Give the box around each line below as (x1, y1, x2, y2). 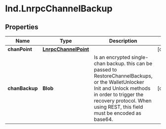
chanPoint (7, 46, 32, 53)
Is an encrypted (93, 54, 130, 61)
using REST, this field (93, 104, 143, 110)
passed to (93, 66, 117, 73)
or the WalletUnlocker (93, 79, 144, 85)
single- (131, 54, 149, 61)
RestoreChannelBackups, (93, 72, 153, 79)
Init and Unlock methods (93, 85, 151, 92)
